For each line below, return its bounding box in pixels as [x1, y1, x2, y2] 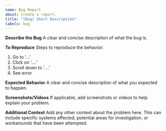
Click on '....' [12, 59, 38, 65]
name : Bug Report [5, 7, 41, 12]
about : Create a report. [5, 12, 57, 17]
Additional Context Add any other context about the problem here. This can [5, 110, 162, 116]
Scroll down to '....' [12, 65, 51, 71]
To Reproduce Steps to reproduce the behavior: [5, 44, 104, 50]
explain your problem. [5, 100, 50, 106]
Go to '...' [12, 54, 31, 60]
